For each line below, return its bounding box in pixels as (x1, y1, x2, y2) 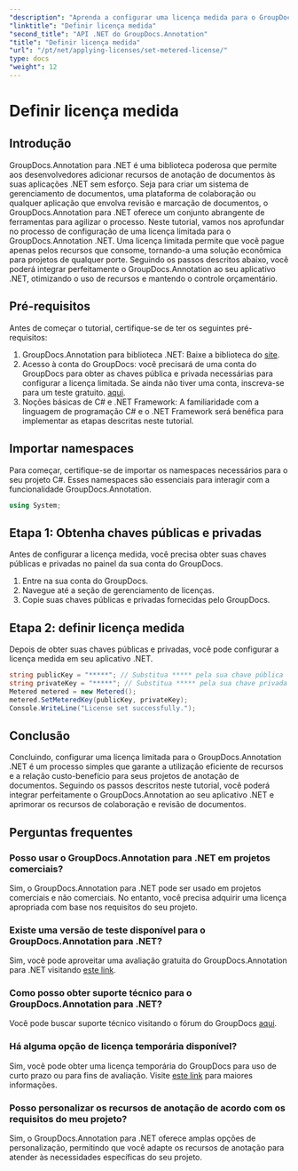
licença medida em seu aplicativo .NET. (9, 654, 153, 663)
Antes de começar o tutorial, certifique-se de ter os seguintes (9, 322, 235, 333)
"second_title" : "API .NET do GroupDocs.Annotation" (9, 29, 208, 38)
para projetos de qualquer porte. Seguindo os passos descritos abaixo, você (9, 254, 289, 265)
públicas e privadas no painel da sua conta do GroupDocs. (9, 558, 223, 569)
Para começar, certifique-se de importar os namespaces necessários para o (9, 464, 288, 476)
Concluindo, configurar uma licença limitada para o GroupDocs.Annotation (9, 752, 282, 763)
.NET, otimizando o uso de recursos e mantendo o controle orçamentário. (9, 273, 278, 284)
